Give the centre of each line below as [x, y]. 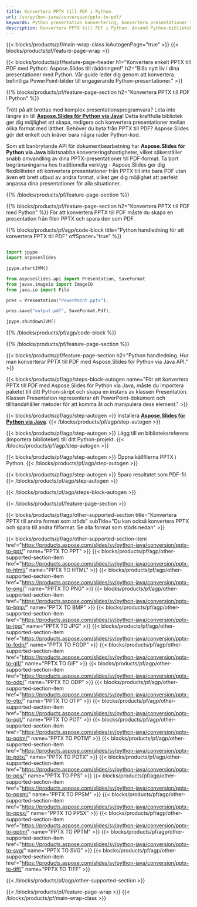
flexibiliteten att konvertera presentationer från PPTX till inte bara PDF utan [96, 171]
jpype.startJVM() [27, 268]
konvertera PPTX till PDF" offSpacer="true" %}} [64, 236]
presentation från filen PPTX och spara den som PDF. [71, 219]
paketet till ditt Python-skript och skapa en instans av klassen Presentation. [97, 392]
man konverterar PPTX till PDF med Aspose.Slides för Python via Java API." [97, 362]
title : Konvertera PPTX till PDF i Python [59, 11]
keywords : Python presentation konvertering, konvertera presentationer [97, 22]
